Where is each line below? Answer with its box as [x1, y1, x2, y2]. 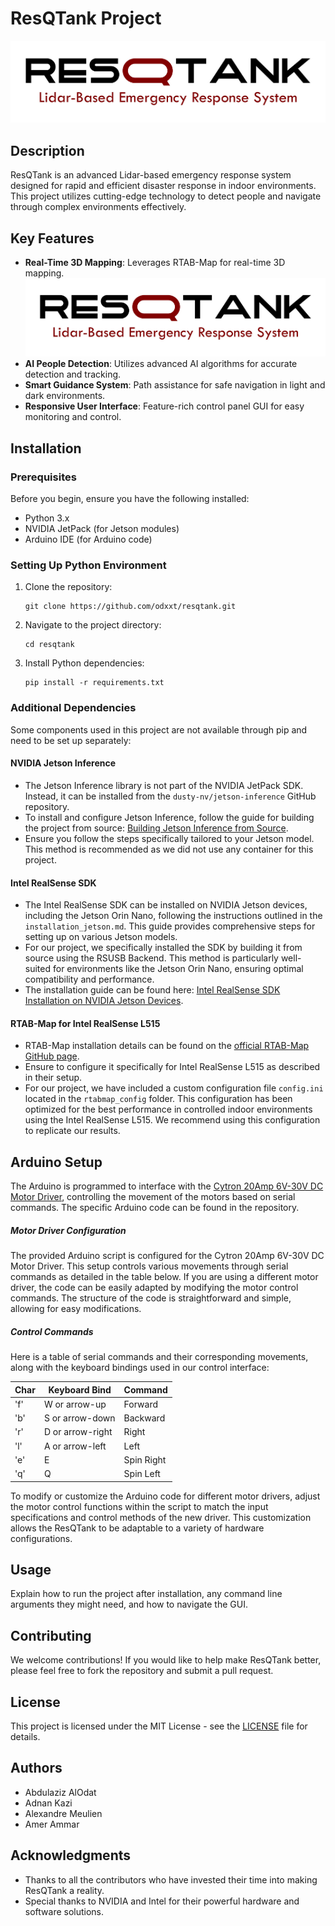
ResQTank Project [10, 7, 162, 30]
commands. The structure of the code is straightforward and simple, [10, 1292, 292, 1304]
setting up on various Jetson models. [24, 931, 178, 943]
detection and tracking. [24, 368, 122, 381]
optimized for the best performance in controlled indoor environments [24, 1103, 313, 1116]
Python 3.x [24, 512, 70, 524]
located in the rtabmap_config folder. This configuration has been [24, 1093, 293, 1105]
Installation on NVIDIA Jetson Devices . [24, 995, 184, 1007]
